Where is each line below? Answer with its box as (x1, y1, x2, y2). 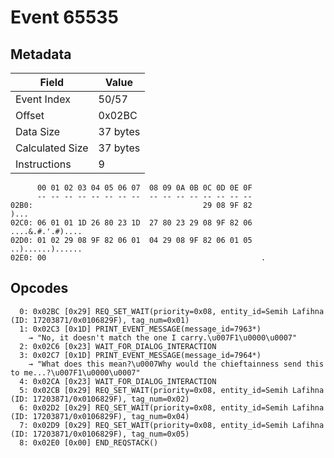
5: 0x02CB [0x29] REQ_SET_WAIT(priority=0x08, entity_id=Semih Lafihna (19, 385, 325, 395)
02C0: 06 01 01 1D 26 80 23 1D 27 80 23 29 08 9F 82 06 (10, 218, 253, 228)
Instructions (15, 157, 72, 171)
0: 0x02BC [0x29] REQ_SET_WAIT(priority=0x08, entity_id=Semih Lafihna (19, 306, 325, 316)
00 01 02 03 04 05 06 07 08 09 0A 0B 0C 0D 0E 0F (36, 183, 253, 193)
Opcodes (10, 280, 69, 297)
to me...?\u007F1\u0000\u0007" (10, 367, 141, 378)
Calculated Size (15, 141, 89, 155)
